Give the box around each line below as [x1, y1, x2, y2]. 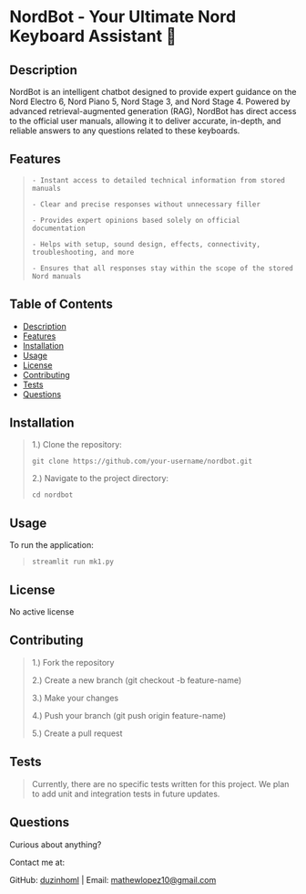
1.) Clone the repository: [31, 439, 123, 450]
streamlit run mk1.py [31, 557, 114, 567]
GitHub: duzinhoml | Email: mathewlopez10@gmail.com [9, 874, 217, 885]
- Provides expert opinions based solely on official [31, 216, 240, 225]
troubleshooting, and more [31, 247, 135, 257]
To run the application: [9, 540, 94, 551]
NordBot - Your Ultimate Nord [9, 6, 237, 27]
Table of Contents [9, 297, 114, 312]
